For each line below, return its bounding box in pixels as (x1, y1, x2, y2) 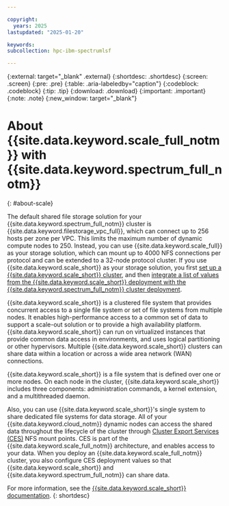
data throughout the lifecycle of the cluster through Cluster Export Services (7, 427, 219, 435)
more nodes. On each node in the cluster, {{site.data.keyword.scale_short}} (7, 378, 219, 386)
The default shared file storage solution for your (7, 213, 142, 221)
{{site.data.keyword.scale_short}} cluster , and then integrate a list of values (7, 271, 219, 279)
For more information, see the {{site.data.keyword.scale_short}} (7, 484, 187, 492)
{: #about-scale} (7, 200, 53, 208)
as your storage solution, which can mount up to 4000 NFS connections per (7, 249, 221, 257)
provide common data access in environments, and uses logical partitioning (7, 335, 220, 344)
